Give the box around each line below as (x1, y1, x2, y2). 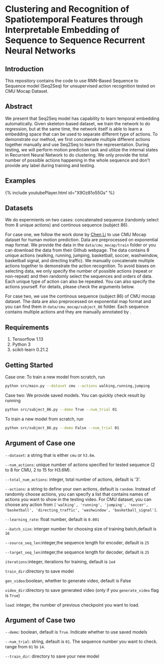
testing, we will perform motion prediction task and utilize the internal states (5, 146, 158, 153)
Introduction (5, 65, 44, 73)
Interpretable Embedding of (5, 25, 120, 35)
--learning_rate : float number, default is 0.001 (5, 516, 99, 522)
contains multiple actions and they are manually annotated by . (5, 309, 132, 315)
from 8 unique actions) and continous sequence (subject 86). (5, 222, 129, 228)
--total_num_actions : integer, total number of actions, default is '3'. (5, 476, 141, 482)
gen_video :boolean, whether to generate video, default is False (5, 578, 131, 583)
